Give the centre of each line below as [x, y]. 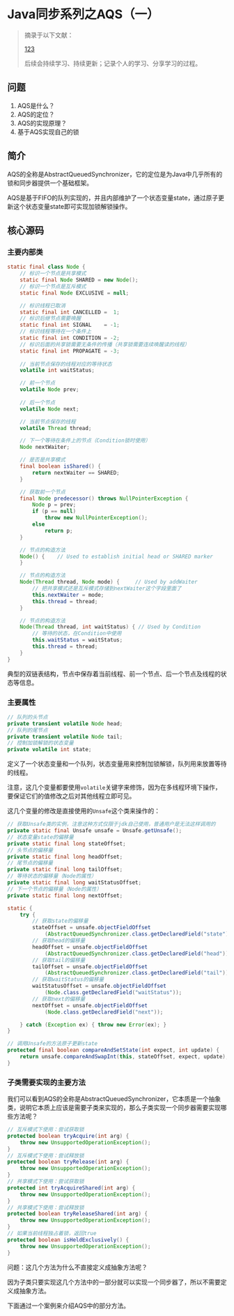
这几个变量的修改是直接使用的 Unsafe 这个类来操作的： [84, 811]
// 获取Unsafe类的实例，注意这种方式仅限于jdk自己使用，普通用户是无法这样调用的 [111, 825]
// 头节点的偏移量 [30, 850]
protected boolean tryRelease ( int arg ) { [68, 1162]
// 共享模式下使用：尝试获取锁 [46, 1182]
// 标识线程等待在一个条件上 [56, 332]
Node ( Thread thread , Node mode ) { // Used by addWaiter [109, 582]
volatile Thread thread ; [56, 428]
